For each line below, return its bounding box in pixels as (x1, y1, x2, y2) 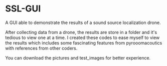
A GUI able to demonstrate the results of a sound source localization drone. (5, 19, 161, 25)
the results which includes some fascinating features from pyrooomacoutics (5, 39, 162, 45)
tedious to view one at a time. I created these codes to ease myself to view (5, 34, 160, 40)
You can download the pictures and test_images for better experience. (5, 54, 151, 60)
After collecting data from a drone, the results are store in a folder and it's (5, 29, 157, 35)
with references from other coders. (5, 45, 78, 51)
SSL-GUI (5, 3, 41, 14)
